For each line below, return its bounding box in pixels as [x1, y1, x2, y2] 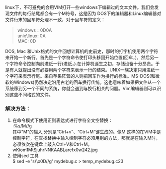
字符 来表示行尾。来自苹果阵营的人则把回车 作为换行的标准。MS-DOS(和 [9, 73, 156, 79]
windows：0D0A [17, 27, 52, 33]
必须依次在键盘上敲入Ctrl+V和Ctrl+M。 [12, 141, 92, 147]
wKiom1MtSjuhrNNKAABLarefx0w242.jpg [12, 147, 98, 153]
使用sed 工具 [12, 153, 39, 159]
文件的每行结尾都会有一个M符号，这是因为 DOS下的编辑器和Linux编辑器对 [9, 10, 162, 16]
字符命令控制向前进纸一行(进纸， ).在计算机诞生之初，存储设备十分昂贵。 [9, 61, 156, 66]
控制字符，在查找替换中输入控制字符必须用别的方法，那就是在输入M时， [12, 135, 161, 141]
